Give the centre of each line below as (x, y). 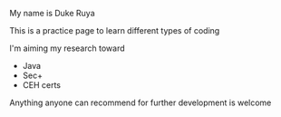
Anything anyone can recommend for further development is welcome (140, 102)
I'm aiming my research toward (67, 48)
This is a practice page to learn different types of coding (115, 30)
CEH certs (42, 85)
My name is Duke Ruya (52, 13)
